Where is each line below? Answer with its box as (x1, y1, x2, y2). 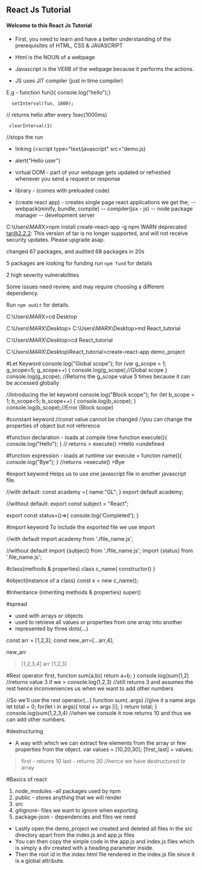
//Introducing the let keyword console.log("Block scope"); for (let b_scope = (6, 391, 195, 398)
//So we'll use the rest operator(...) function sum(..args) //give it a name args (6, 696, 196, 703)
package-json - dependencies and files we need (14, 813, 136, 820)
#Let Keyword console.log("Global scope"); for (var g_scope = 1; (6, 360, 167, 367)
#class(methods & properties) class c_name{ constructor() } (6, 565, 156, 572)
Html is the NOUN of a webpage (14, 53, 95, 61)
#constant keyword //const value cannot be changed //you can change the (6, 415, 192, 423)
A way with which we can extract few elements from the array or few (14, 739, 186, 746)
